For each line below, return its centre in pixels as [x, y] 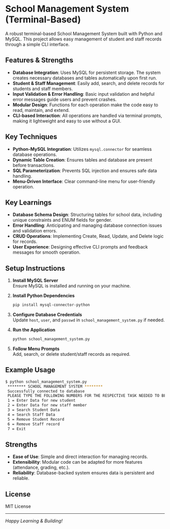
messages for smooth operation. [47, 252]
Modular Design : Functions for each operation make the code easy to [85, 105]
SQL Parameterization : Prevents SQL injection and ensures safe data [85, 171]
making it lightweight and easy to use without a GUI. [67, 121]
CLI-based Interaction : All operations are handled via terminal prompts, [87, 115]
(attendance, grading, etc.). [41, 467]
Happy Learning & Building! [34, 521]
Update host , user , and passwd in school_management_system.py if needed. [89, 320]
